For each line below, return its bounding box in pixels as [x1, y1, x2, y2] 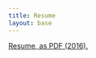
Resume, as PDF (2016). [8, 41, 89, 50]
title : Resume [8, 11, 56, 20]
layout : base [8, 19, 52, 27]
